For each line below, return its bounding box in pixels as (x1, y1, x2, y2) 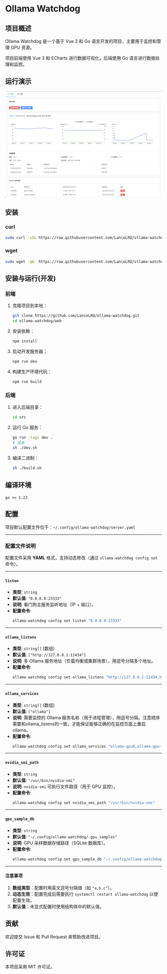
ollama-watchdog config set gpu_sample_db (12, 856, 102, 862)
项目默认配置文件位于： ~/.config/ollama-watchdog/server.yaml (5, 524, 136, 530)
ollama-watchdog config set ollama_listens (12, 675, 104, 680)
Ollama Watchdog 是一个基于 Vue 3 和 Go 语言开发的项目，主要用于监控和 (5, 38, 157, 44)
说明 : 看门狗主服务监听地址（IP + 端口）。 (12, 601, 96, 607)
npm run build (12, 379, 42, 384)
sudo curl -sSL (5, 235, 37, 240)
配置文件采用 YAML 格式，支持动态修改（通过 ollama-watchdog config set (5, 555, 158, 561)
